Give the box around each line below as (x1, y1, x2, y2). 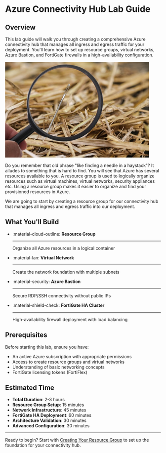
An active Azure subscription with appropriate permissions (12, 353, 132, 359)
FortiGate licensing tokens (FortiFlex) (12, 369, 87, 375)
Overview (5, 23, 36, 32)
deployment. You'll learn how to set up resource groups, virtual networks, (5, 47, 155, 52)
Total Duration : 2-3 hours (12, 397, 65, 403)
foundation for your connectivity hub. (5, 442, 81, 448)
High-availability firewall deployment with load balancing (12, 316, 127, 322)
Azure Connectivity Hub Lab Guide (5, 3, 151, 15)
